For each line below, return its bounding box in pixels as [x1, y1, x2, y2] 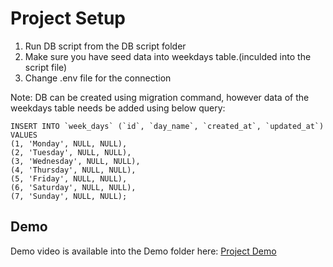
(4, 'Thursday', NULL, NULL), [10, 165, 137, 175]
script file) [24, 61, 68, 73]
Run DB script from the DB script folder [24, 40, 187, 52]
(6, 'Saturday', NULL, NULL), [10, 182, 137, 192]
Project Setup [10, 7, 127, 30]
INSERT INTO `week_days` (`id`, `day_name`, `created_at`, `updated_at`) [10, 121, 325, 131]
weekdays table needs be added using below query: [10, 102, 226, 114]
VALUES [10, 130, 38, 140]
